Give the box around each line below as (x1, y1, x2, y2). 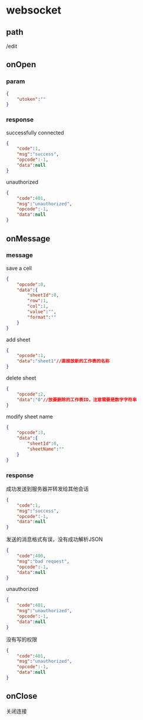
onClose (6, 691, 38, 701)
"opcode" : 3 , (16, 430, 46, 436)
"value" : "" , (27, 309, 57, 315)
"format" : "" (27, 314, 57, 320)
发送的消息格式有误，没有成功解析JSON (6, 536, 103, 543)
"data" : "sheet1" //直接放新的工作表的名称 (16, 358, 110, 364)
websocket (6, 4, 62, 17)
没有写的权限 (6, 636, 37, 643)
